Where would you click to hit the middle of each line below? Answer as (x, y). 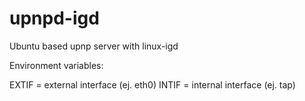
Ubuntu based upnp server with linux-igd (94, 46)
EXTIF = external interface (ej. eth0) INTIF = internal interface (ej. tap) (152, 84)
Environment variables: (56, 65)
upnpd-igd (54, 18)
